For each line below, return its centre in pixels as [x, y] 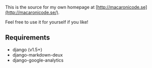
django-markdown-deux [37, 55]
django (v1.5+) [27, 50]
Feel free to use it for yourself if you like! [47, 22]
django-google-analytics [38, 60]
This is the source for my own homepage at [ [51, 7]
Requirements [27, 37]
